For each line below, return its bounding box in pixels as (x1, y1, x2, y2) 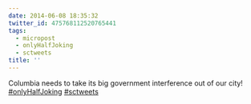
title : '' (8, 57, 42, 65)
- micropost (15, 34, 56, 42)
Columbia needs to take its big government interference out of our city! (8, 78, 243, 88)
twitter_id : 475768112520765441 (8, 19, 116, 27)
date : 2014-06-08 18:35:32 (8, 11, 99, 20)
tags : (8, 26, 26, 34)
